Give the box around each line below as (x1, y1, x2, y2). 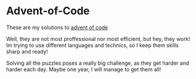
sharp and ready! (6, 48, 48, 55)
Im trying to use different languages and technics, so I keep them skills (6, 42, 179, 49)
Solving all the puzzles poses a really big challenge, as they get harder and (6, 59, 189, 67)
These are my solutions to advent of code (6, 24, 108, 31)
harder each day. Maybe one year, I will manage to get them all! (6, 65, 162, 72)
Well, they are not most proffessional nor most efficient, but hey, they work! (6, 35, 191, 42)
